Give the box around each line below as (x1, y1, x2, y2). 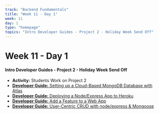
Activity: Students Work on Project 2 (12, 78, 87, 83)
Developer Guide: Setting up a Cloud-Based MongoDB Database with (12, 83, 153, 89)
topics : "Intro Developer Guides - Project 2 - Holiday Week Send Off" (5, 30, 154, 34)
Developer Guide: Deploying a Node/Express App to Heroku (12, 93, 134, 99)
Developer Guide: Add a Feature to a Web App (12, 98, 106, 104)
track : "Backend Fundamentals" (5, 7, 69, 12)
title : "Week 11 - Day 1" (5, 12, 58, 16)
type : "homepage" (5, 25, 40, 30)
